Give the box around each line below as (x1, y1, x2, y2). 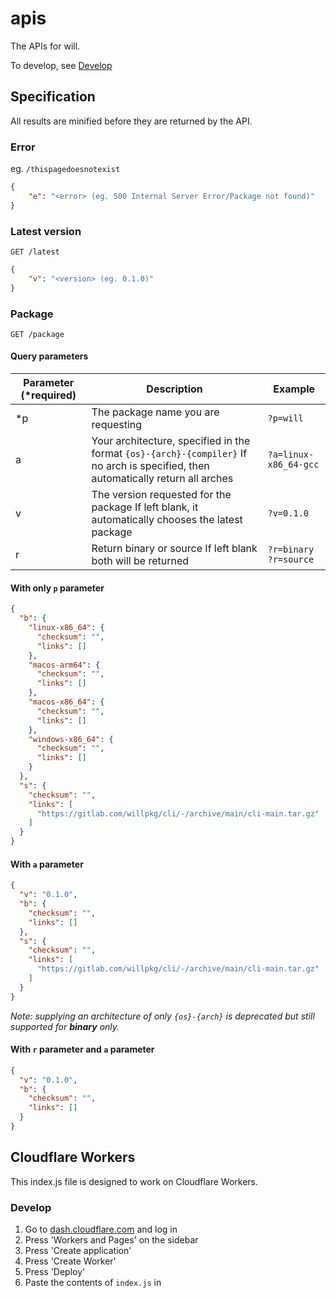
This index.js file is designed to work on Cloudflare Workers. (10, 1175, 259, 1187)
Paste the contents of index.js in (24, 1277, 162, 1289)
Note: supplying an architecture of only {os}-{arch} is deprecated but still (10, 1010, 315, 1022)
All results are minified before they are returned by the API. (10, 115, 253, 127)
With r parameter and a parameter (10, 1043, 155, 1056)
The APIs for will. (10, 40, 81, 52)
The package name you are (91, 405, 220, 419)
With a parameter (10, 858, 84, 870)
